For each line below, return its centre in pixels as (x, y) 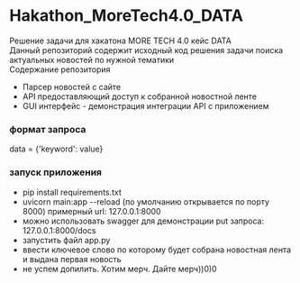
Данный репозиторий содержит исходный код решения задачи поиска (146, 50)
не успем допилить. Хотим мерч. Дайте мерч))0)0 (120, 269)
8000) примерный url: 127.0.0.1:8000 (91, 211)
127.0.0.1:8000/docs (59, 230)
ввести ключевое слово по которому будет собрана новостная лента (156, 250)
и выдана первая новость (72, 259)
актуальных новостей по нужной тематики (92, 59)
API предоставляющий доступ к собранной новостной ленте (139, 96)
